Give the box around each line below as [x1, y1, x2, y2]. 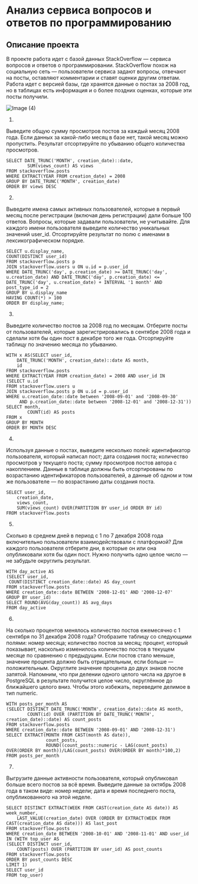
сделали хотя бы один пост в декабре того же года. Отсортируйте [6, 335, 174, 341]
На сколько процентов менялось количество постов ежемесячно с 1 [6, 627, 181, 634]
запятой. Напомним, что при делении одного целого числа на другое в [6, 671, 186, 677]
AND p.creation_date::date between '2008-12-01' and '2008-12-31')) [19, 399, 192, 405]
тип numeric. [6, 690, 38, 696]
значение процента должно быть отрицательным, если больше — [6, 658, 174, 665]
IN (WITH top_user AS [6, 836, 60, 842]
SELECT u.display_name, [6, 249, 65, 254]
